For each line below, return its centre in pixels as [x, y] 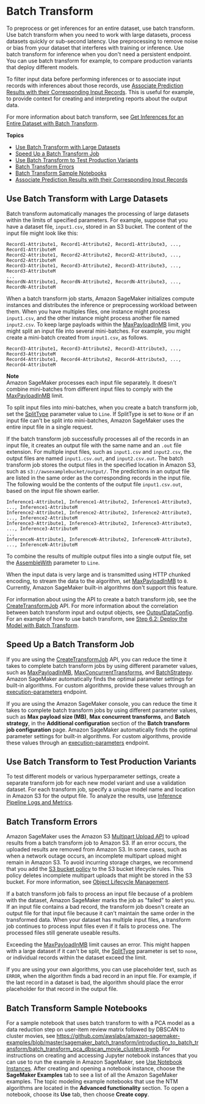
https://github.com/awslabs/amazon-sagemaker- [118, 1036]
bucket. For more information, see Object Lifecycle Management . [88, 882]
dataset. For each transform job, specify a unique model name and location [101, 790]
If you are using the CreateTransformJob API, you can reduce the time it [97, 659]
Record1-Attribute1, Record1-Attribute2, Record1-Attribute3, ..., [94, 244]
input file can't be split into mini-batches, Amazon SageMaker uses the [95, 420]
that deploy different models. [43, 67]
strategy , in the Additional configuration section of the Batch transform [98, 723]
